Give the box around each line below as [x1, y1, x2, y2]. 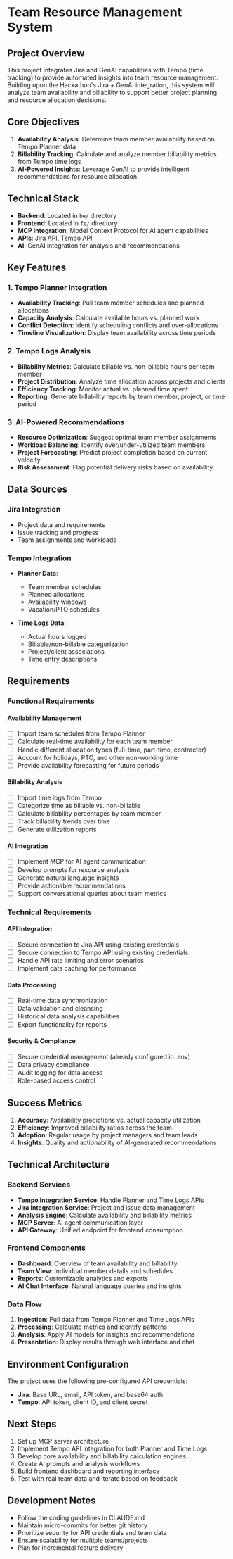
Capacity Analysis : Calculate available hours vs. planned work [17, 314, 200, 322]
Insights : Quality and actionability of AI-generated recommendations [17, 1138, 217, 1147]
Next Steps [7, 1418, 57, 1430]
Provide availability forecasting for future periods [17, 761, 159, 769]
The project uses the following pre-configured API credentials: [7, 1377, 188, 1385]
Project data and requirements [17, 520, 105, 529]
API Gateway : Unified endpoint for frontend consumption [17, 1225, 184, 1234]
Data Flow [7, 1299, 42, 1309]
